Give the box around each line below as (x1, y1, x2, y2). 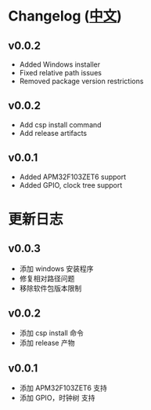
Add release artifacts (19, 128, 88, 137)
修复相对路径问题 (19, 273, 75, 283)
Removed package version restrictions (19, 76, 144, 86)
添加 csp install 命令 (19, 328, 84, 338)
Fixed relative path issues (19, 68, 102, 77)
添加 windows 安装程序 (19, 264, 94, 273)
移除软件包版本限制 (19, 284, 82, 293)
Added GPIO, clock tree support (19, 180, 123, 189)
